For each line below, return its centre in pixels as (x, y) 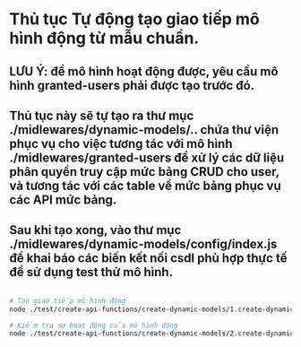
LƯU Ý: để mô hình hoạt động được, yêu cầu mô (144, 71)
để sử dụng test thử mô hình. (91, 272)
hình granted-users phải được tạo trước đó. (132, 85)
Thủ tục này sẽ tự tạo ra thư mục (102, 115)
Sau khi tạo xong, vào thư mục (95, 230)
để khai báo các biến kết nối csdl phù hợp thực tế (148, 259)
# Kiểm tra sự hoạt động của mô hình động (94, 325)
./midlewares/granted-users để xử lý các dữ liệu (147, 157)
